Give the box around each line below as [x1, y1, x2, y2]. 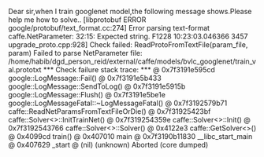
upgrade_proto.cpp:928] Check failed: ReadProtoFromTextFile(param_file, [8, 40, 248, 49]
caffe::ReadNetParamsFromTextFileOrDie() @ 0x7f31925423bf [8, 107, 211, 116]
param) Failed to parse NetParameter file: [8, 49, 143, 57]
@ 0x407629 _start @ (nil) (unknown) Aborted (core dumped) [8, 141, 209, 149]
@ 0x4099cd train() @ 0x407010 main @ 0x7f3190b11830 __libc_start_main [8, 132, 253, 141]
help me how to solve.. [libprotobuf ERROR [8, 15, 147, 24]
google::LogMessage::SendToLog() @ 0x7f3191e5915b [8, 82, 186, 91]
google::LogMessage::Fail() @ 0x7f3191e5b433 [8, 74, 162, 82]
